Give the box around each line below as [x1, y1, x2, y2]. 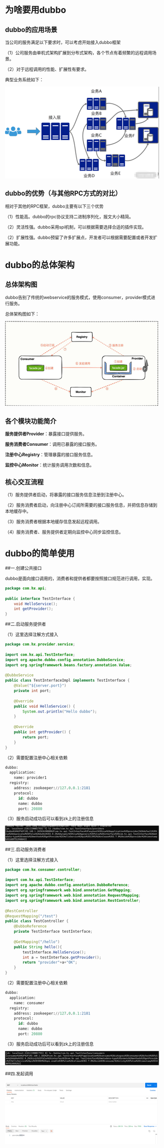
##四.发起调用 [5, 1070, 33, 1077]
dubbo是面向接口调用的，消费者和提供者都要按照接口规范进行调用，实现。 [5, 575, 155, 581]
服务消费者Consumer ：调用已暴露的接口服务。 [5, 441, 100, 447]
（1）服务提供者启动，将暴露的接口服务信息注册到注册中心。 [5, 492, 127, 498]
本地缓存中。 [5, 508, 31, 514]
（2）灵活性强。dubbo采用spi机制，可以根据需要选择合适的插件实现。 [5, 224, 146, 230]
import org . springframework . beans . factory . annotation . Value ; [5, 663, 132, 667]
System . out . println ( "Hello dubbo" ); [22, 709, 97, 714]
